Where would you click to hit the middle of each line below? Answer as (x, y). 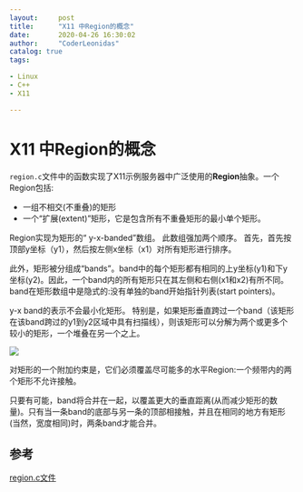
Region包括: (32, 187)
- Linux (24, 77)
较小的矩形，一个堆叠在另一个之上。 (77, 333)
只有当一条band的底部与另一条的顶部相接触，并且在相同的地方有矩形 (157, 411)
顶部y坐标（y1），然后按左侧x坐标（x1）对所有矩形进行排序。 (123, 249)
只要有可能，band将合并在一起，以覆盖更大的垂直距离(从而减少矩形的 (140, 400)
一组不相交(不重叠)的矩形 (69, 206)
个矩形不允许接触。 (45, 381)
